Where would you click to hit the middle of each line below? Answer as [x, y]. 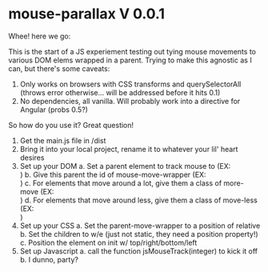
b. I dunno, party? [49, 259]
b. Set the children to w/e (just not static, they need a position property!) [139, 234]
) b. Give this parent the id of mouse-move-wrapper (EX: [113, 174]
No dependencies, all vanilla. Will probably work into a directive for [130, 101]
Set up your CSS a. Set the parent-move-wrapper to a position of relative [140, 226]
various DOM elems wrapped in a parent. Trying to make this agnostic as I [130, 60]
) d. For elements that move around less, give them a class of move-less [138, 200]
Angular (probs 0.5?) [54, 110]
